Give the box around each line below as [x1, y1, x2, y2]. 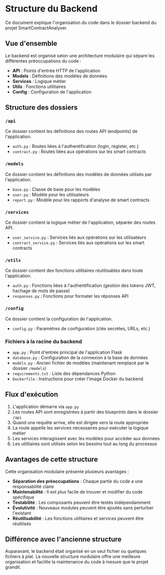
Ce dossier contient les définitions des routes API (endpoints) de [5, 128, 138, 134]
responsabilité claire [12, 483, 54, 490]
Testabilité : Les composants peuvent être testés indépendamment [12, 499, 151, 505]
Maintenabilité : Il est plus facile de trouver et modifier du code [12, 489, 143, 495]
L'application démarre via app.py [12, 403, 79, 410]
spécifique [12, 494, 34, 500]
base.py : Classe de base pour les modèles [12, 186, 101, 192]
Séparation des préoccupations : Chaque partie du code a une [12, 478, 143, 484]
